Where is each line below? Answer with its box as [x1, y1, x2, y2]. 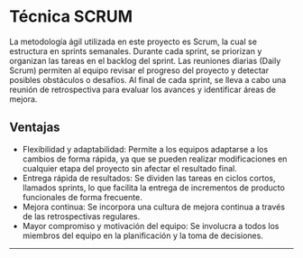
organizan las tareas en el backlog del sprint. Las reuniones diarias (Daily [9, 55, 281, 66]
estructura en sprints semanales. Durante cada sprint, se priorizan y [9, 45, 262, 56]
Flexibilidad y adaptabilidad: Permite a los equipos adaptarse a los [22, 143, 269, 154]
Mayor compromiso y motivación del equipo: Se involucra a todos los [22, 220, 280, 231]
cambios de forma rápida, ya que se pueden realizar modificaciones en [22, 153, 288, 164]
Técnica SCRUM [9, 6, 133, 27]
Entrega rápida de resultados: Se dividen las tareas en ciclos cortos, [22, 172, 276, 183]
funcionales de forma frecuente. [22, 191, 142, 202]
